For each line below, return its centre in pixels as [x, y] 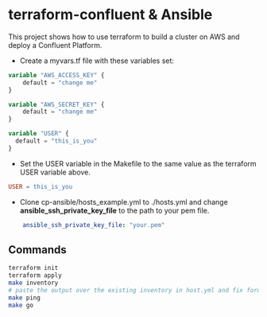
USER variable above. [55, 172]
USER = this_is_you [41, 186]
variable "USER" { [39, 134]
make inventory [33, 283]
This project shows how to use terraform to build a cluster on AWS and [124, 37]
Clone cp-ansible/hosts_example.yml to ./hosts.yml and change [124, 202]
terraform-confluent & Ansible [110, 15]
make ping [25, 297]
